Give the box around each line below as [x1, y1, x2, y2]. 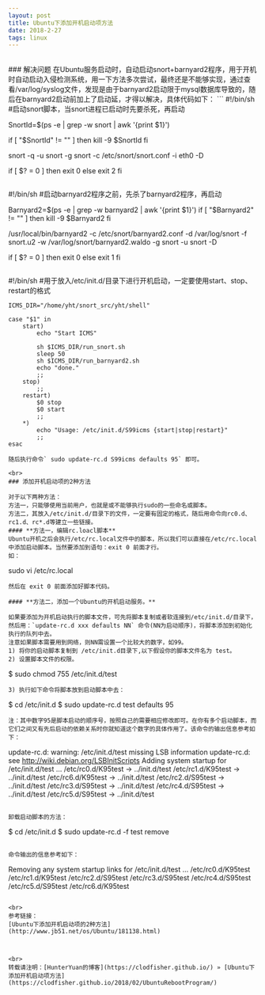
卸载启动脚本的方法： [8, 813, 67, 822]
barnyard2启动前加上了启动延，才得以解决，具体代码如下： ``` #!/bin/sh [21, 94, 256, 104]
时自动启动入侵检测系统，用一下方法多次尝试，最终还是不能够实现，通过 [8, 74, 244, 84]
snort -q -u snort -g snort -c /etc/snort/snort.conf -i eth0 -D [8, 151, 204, 161]
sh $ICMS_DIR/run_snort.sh [36, 344, 126, 351]
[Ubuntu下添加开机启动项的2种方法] [8, 921, 112, 929]
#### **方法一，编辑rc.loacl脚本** [8, 527, 116, 535]
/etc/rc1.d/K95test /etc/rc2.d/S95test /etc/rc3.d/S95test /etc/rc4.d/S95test [8, 873, 252, 883]
